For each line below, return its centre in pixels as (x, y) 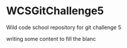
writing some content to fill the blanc (51, 39)
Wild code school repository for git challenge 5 (64, 27)
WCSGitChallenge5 (55, 11)
